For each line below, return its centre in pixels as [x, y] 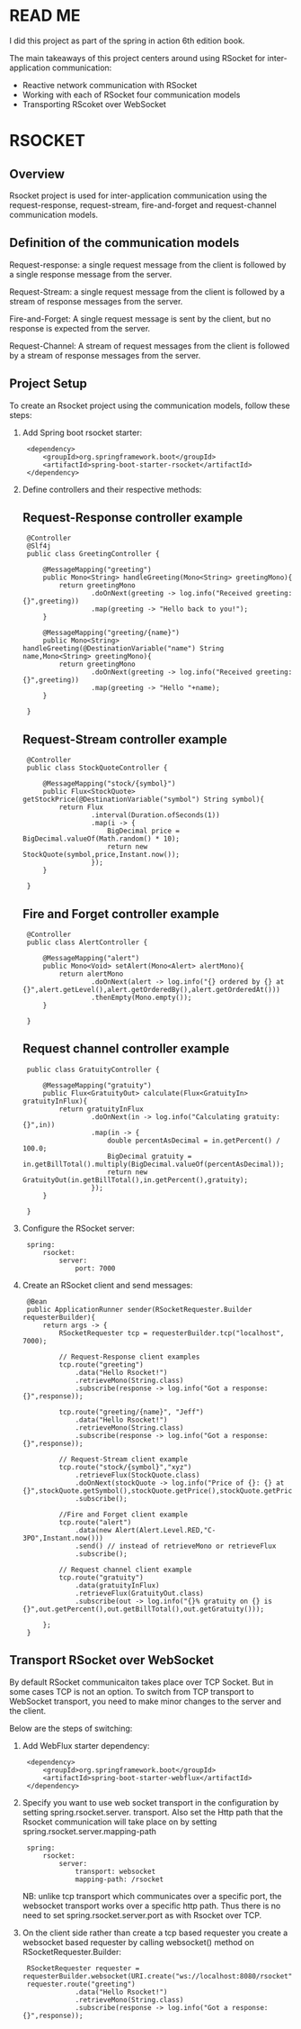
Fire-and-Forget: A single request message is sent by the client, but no [140, 318]
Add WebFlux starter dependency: [86, 1745]
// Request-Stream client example [124, 1459]
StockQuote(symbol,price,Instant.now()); [101, 855]
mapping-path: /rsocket [120, 1879]
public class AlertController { [87, 942]
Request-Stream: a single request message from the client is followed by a [147, 291]
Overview [37, 173]
